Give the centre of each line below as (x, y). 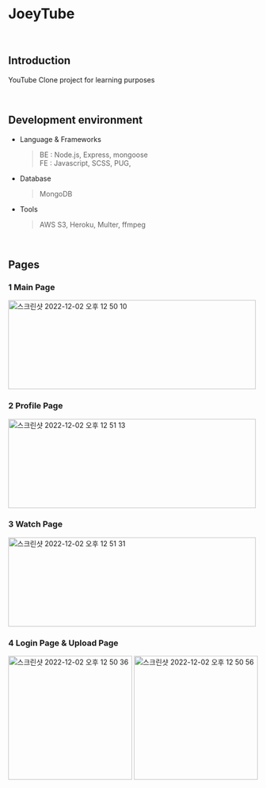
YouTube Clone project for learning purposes (82, 79)
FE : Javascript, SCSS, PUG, (85, 163)
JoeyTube (42, 14)
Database (35, 178)
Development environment (76, 120)
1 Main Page (32, 287)
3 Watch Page (36, 524)
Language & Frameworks (60, 139)
